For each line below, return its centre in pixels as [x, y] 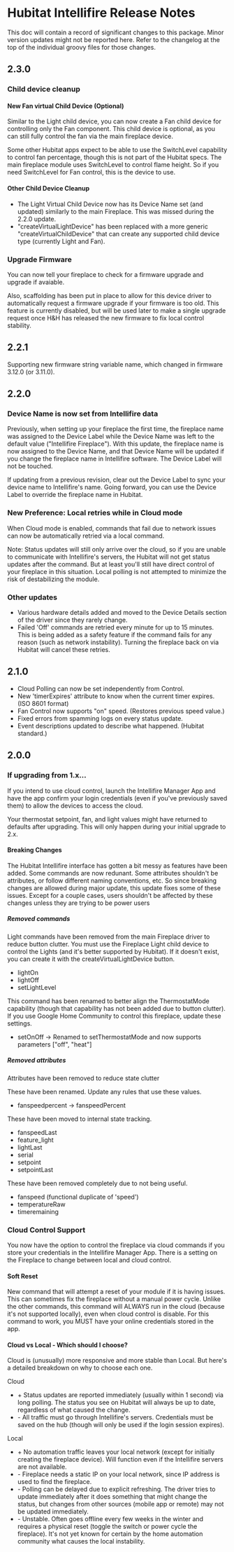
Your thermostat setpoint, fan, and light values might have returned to [107, 819]
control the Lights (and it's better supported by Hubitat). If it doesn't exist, [114, 951]
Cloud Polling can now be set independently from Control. [101, 688]
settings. [20, 1023]
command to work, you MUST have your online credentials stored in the [111, 1321]
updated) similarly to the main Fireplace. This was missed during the [116, 211]
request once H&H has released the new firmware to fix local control [106, 318]
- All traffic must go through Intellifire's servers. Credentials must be [115, 1417]
